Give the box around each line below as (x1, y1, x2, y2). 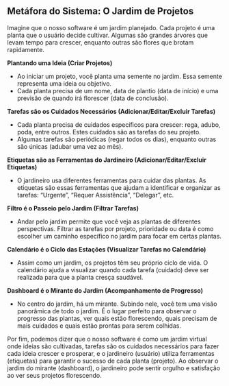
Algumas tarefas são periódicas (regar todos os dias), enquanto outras (16, 135, 217, 143)
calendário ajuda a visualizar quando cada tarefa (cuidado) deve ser (16, 265, 209, 274)
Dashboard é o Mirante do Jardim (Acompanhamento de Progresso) (7, 286, 204, 294)
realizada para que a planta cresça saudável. (16, 273, 144, 281)
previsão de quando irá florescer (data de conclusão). (16, 94, 169, 102)
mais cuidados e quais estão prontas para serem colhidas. (16, 322, 181, 330)
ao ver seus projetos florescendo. (7, 371, 103, 379)
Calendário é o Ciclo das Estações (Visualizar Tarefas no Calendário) (7, 245, 206, 253)
